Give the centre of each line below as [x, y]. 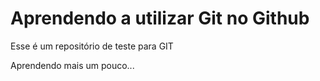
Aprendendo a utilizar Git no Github [160, 18]
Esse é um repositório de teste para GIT [92, 46]
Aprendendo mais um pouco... [72, 65]
